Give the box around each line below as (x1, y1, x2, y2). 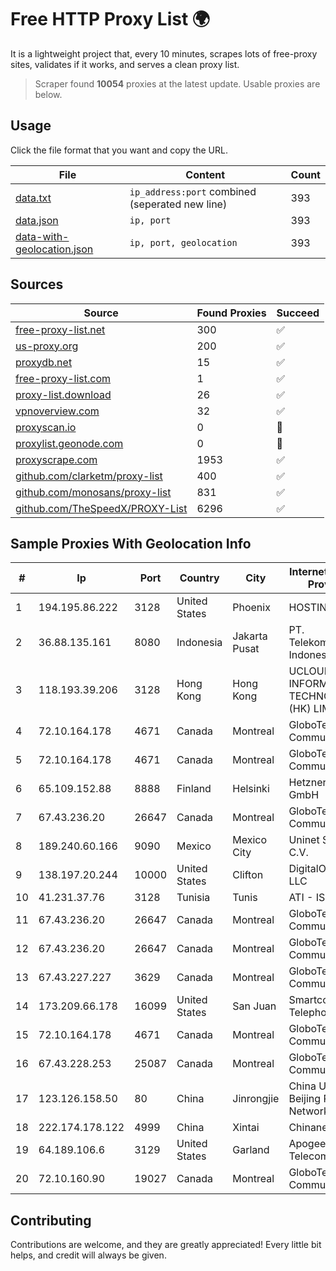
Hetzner (288, 776, 327, 790)
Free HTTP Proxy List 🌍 (10, 8, 211, 31)
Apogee (288, 1137, 327, 1151)
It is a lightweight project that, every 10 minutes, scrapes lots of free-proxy (10, 47, 318, 60)
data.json (15, 213, 59, 227)
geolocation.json (15, 242, 94, 256)
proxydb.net (15, 355, 73, 369)
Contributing (10, 1212, 92, 1229)
